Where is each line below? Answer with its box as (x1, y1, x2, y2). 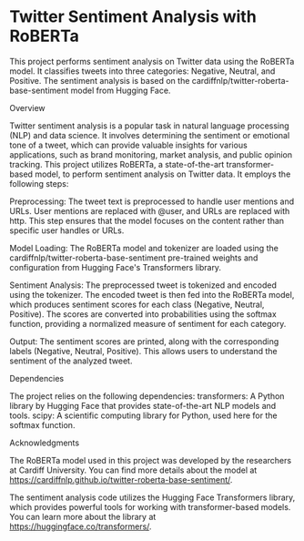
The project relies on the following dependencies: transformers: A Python (9, 390, 285, 402)
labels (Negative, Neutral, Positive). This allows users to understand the (9, 345, 278, 356)
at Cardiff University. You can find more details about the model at (9, 464, 258, 475)
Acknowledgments (9, 437, 80, 448)
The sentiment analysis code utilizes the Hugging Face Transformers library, (9, 492, 296, 503)
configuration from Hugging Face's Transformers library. (9, 261, 221, 272)
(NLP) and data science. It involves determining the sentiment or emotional (9, 129, 290, 140)
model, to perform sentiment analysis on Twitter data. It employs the (35, 168, 291, 179)
